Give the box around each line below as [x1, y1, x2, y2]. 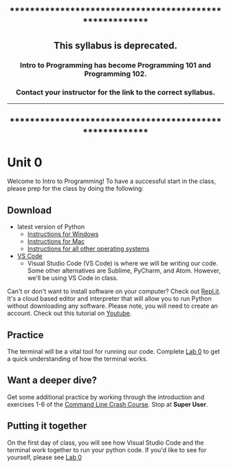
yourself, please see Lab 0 [7, 453, 82, 461]
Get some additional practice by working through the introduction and [7, 392, 205, 401]
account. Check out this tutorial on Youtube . [7, 309, 132, 317]
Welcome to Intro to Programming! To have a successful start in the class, [7, 177, 217, 185]
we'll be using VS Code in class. [27, 274, 118, 282]
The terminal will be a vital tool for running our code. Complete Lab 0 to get [7, 347, 220, 355]
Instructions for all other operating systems [27, 244, 150, 253]
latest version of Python [16, 223, 85, 231]
